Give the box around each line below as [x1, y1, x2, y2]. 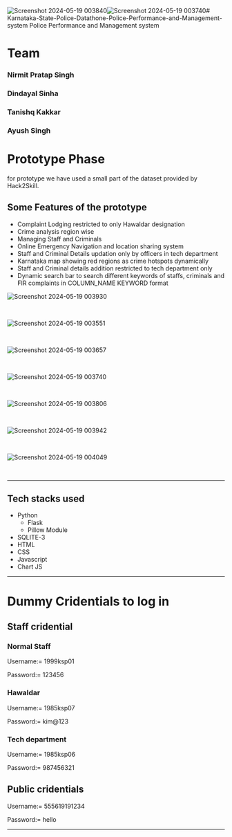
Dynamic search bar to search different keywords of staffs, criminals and [17, 271, 225, 279]
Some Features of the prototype [7, 201, 147, 214]
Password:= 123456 [7, 671, 64, 679]
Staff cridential [7, 621, 73, 633]
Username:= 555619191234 [7, 802, 85, 810]
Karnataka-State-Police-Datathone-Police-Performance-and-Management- [7, 14, 222, 22]
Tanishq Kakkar [7, 107, 61, 117]
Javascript [17, 555, 48, 564]
